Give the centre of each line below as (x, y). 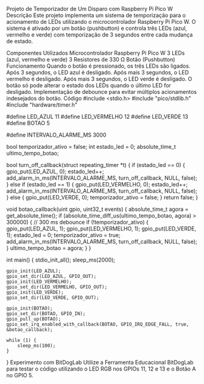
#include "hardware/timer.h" (42, 105)
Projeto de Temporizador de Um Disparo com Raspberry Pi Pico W (90, 9)
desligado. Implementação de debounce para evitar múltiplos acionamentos (101, 92)
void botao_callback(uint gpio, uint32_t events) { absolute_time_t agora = (97, 209)
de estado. (20, 41)
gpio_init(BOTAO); (30, 308)
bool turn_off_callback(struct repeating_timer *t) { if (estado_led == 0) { (96, 165)
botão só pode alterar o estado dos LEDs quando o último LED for (89, 85)
